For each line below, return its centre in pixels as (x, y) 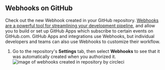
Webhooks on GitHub (39, 8)
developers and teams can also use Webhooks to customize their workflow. (83, 41)
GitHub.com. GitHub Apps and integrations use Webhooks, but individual (80, 36)
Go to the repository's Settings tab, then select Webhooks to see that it (86, 51)
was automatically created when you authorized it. (64, 56)
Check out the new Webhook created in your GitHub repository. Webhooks (82, 20)
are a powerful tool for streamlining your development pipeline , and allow (80, 25)
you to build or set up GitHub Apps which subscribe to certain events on (79, 31)
